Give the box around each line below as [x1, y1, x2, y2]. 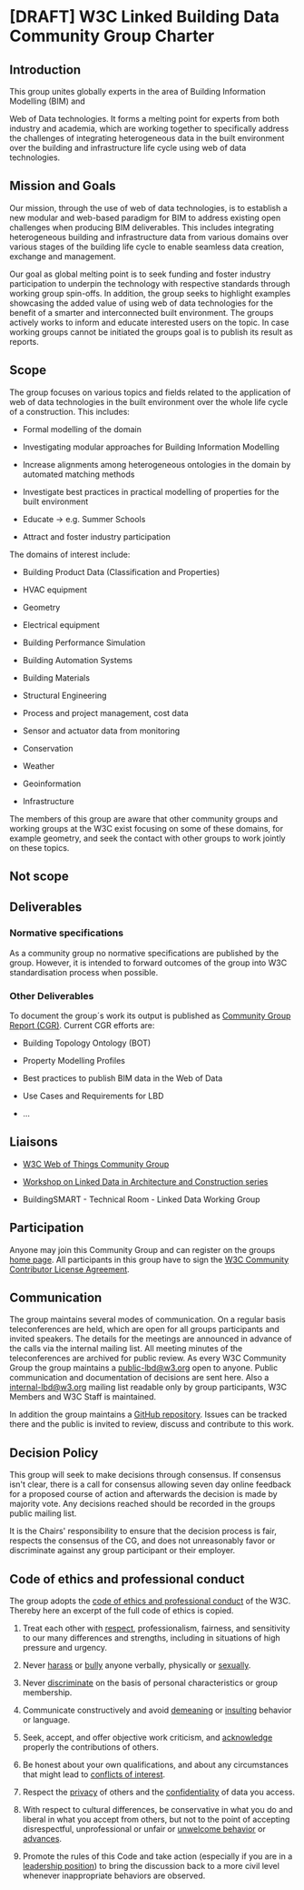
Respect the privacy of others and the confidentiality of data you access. [22, 1786, 296, 1798]
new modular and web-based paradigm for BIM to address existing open [9, 212, 281, 223]
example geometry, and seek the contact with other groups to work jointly [9, 833, 286, 844]
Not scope [9, 869, 70, 884]
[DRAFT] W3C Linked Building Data [9, 6, 279, 27]
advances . [22, 1834, 62, 1845]
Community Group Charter [9, 25, 215, 46]
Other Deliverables [9, 989, 94, 1002]
